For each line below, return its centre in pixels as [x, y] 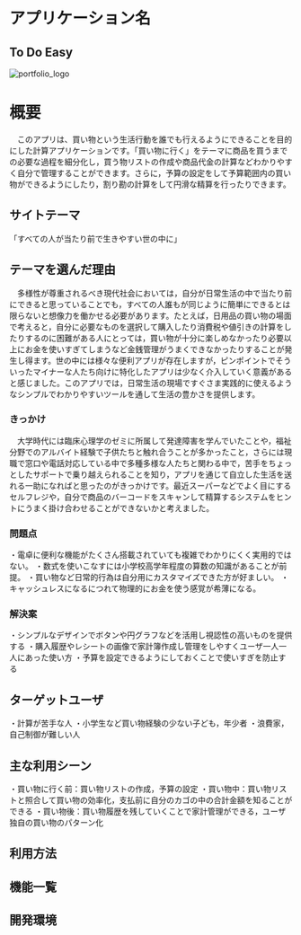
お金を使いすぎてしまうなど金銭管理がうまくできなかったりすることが [155, 349]
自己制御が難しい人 [45, 735]
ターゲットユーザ [57, 700]
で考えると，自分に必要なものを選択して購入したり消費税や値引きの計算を [147, 326]
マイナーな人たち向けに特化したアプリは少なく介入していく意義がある [163, 371]
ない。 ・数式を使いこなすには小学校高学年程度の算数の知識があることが [144, 566]
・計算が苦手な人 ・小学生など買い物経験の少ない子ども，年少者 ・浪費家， [149, 723]
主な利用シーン [50, 766]
